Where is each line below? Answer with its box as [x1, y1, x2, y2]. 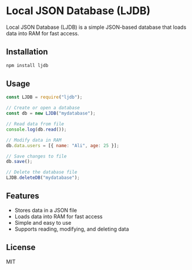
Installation [6, 47, 48, 57]
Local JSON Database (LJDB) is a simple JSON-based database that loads [6, 24, 187, 31]
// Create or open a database [6, 105, 80, 111]
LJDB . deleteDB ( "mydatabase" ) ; [6, 175, 80, 181]
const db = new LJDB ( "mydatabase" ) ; [6, 111, 96, 116]
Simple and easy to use [14, 219, 72, 226]
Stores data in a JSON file [14, 206, 78, 214]
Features [6, 191, 39, 201]
